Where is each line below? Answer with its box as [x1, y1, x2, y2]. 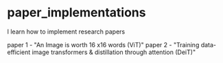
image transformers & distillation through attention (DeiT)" [32, 48, 196, 56]
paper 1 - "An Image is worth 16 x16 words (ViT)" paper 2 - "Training [7, 40, 200, 49]
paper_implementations [7, 5, 146, 21]
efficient [7, 48, 31, 56]
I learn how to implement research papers [7, 27, 126, 36]
